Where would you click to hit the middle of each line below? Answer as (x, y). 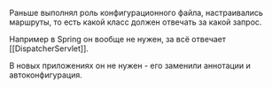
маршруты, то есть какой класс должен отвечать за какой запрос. (136, 22)
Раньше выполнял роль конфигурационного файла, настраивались (136, 13)
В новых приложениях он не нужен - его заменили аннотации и (130, 66)
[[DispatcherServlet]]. (49, 48)
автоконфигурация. (46, 75)
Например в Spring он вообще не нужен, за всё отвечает (118, 39)
